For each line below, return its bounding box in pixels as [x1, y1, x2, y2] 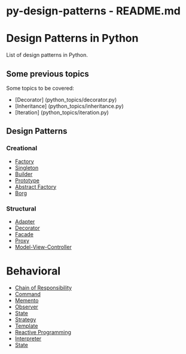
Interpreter [14, 335, 42, 342]
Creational [6, 144, 38, 152]
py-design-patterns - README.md [6, 4, 181, 18]
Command [14, 290, 41, 297]
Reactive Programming [14, 328, 72, 335]
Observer [14, 303, 39, 310]
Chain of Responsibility [14, 284, 72, 291]
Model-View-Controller [14, 243, 72, 251]
